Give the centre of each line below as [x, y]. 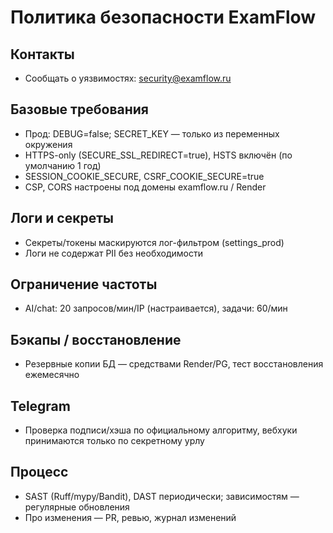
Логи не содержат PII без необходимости [114, 253]
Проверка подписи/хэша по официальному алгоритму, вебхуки [161, 430]
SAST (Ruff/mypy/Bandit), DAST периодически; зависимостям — [162, 496]
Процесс [39, 472]
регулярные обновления [77, 507]
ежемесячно [52, 375]
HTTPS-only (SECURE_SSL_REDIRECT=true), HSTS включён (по [158, 155]
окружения [48, 144]
